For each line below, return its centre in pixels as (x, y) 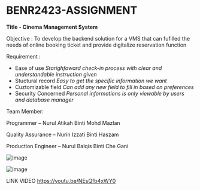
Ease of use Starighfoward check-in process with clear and (88, 68)
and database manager (44, 100)
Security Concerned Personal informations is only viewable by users (99, 93)
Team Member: (25, 111)
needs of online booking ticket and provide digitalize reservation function (96, 45)
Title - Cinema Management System (52, 27)
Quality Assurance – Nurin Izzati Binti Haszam (63, 134)
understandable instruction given (56, 74)
